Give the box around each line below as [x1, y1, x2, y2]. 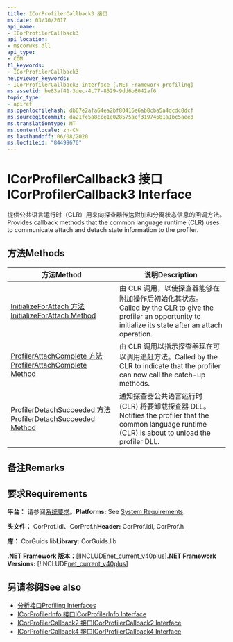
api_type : [7, 49, 36, 56]
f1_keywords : [7, 62, 45, 69]
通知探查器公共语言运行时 [119, 390, 203, 400]
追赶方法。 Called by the [139, 352, 218, 361]
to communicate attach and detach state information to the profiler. [7, 226, 199, 234]
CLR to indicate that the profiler [119, 361, 221, 370]
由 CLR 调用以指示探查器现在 [119, 341, 214, 351]
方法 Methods [7, 247, 65, 259]
